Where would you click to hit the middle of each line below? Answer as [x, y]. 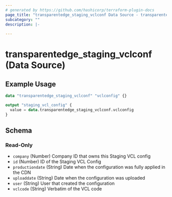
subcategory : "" [23, 19]
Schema [19, 131]
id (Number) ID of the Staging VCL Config [57, 162]
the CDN [22, 172]
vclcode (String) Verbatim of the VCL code [57, 189]
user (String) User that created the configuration [64, 183]
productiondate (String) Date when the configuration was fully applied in [89, 167]
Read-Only [19, 145]
